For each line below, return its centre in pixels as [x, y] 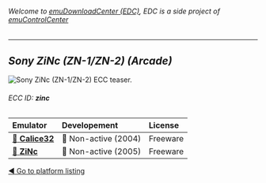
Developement [90, 125]
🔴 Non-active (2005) [102, 151]
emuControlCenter [38, 19]
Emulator [30, 125]
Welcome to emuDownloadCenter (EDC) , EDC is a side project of [114, 11]
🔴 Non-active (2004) [102, 139]
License [164, 125]
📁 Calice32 [33, 139]
